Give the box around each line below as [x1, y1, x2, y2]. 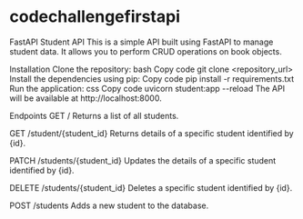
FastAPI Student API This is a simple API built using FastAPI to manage [9, 36, 274, 47]
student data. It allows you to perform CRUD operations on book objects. [9, 45, 282, 56]
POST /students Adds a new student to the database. [9, 200, 209, 211]
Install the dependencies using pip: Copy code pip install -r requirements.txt [9, 73, 295, 84]
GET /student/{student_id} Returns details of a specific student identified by [9, 127, 294, 138]
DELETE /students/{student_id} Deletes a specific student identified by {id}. [9, 182, 293, 193]
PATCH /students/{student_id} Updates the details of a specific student [9, 154, 277, 165]
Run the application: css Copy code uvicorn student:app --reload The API [9, 83, 285, 94]
